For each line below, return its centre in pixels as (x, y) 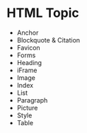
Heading (29, 62)
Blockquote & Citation (48, 40)
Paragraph (32, 100)
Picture (27, 108)
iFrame (27, 70)
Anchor (28, 33)
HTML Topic (43, 13)
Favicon (28, 47)
